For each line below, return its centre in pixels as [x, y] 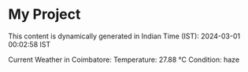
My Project [44, 14]
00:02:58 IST [30, 44]
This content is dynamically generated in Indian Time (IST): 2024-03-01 [124, 36]
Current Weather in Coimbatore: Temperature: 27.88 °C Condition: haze [124, 59]
